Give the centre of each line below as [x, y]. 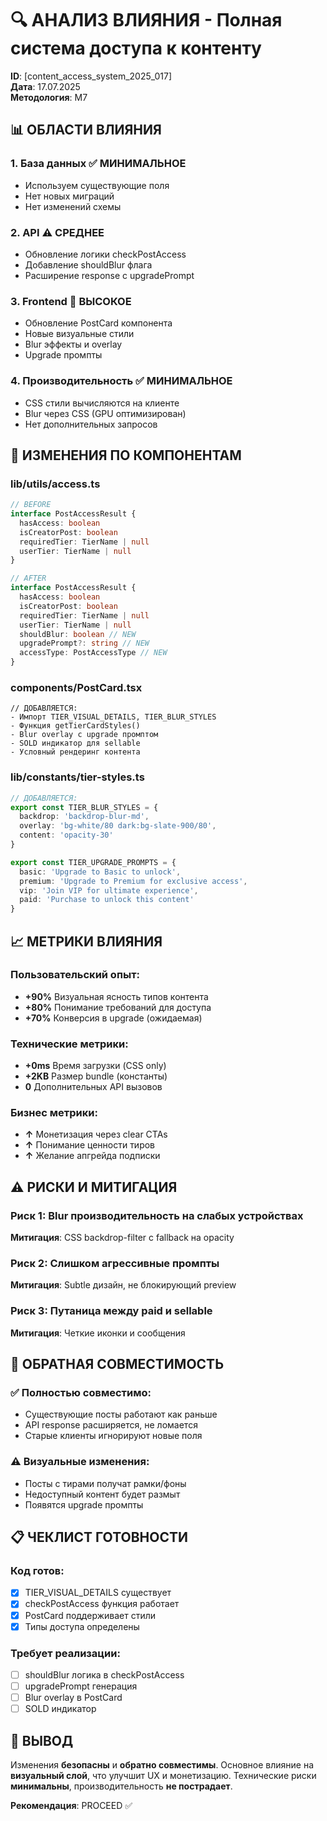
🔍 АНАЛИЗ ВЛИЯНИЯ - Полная [146, 20]
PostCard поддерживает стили [90, 1615]
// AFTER [28, 578]
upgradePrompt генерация [81, 1686]
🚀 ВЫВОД [42, 1740]
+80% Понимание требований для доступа [118, 1007]
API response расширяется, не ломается [111, 1425]
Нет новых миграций [69, 196]
